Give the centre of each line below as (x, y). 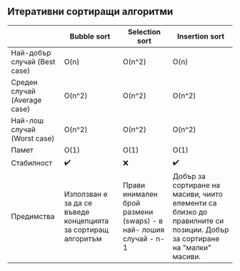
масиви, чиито (197, 194)
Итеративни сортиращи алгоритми (90, 12)
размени (138, 212)
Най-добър (31, 53)
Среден (24, 82)
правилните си (198, 220)
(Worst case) (33, 138)
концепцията (86, 220)
